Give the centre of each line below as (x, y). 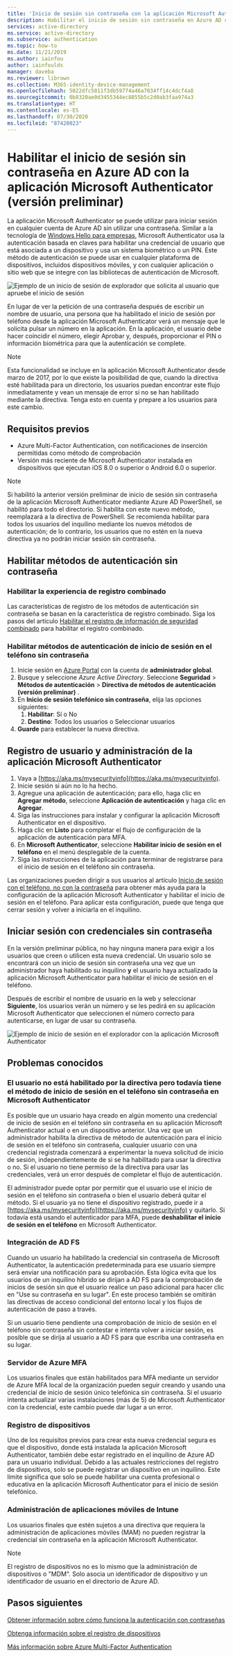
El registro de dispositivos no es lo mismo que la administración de (102, 1566)
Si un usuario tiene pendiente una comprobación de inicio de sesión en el (112, 1322)
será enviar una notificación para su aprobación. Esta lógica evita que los (112, 1272)
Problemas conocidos (55, 1063)
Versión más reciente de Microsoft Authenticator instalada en (105, 460)
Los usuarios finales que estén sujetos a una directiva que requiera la (106, 1525)
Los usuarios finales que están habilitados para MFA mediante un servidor (113, 1378)
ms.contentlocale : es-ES (43, 110)
